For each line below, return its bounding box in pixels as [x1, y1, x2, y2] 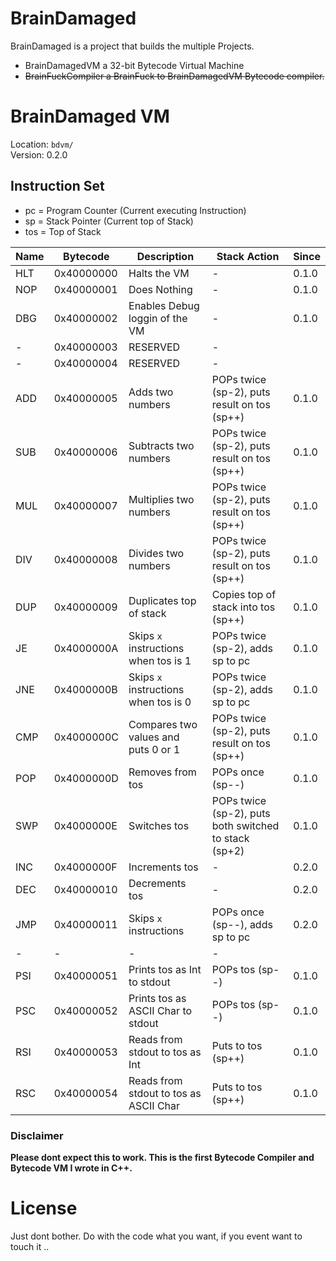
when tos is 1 [128, 653, 192, 667]
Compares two [128, 717, 198, 731]
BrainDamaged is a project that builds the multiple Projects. [10, 40, 255, 52]
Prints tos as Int [128, 962, 202, 976]
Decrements [128, 876, 187, 890]
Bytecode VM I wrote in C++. [10, 1162, 133, 1174]
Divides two [128, 546, 185, 560]
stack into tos [211, 600, 276, 614]
